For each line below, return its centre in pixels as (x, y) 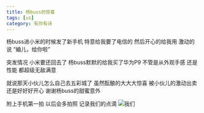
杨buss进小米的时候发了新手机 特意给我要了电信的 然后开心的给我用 (92, 42)
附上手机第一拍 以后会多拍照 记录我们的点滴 (62, 104)
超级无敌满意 (40, 70)
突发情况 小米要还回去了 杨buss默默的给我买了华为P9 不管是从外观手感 (96, 63)
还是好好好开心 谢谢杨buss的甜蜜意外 (54, 91)
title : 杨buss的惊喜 (31, 12)
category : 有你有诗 (29, 23)
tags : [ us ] (20, 18)
